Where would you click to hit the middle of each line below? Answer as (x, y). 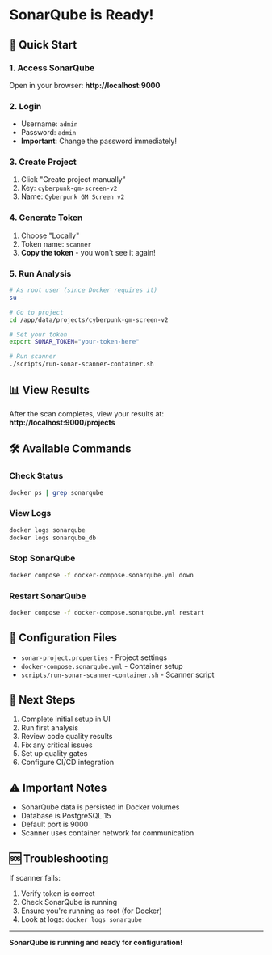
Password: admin (48, 133)
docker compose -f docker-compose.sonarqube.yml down (102, 575)
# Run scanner (33, 357)
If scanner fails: (35, 878)
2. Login (25, 106)
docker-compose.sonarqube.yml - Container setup (102, 666)
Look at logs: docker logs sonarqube (81, 919)
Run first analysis (50, 728)
